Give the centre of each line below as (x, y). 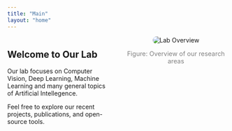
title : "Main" (28, 14)
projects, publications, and (45, 114)
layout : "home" (29, 20)
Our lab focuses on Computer (50, 71)
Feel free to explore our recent (51, 107)
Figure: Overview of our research (176, 54)
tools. (37, 122)
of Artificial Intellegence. (43, 93)
